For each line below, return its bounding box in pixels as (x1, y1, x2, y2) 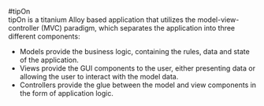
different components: (8, 31, 80, 41)
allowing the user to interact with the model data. (19, 72, 179, 81)
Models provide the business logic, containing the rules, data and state (19, 47, 250, 56)
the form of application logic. (19, 89, 114, 97)
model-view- (197, 15, 240, 24)
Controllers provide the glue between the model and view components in (19, 80, 257, 90)
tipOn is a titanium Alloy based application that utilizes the (8, 15, 196, 24)
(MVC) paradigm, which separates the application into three (40, 24, 236, 32)
